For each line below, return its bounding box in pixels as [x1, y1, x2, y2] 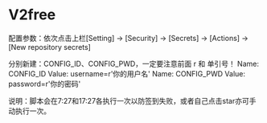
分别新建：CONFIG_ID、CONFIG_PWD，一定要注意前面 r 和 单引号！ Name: [8, 59, 260, 68]
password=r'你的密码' [8, 79, 81, 88]
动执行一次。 [8, 106, 51, 116]
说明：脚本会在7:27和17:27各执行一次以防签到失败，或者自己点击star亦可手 [8, 96, 257, 105]
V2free [8, 6, 56, 24]
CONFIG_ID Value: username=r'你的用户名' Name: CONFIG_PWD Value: [8, 68, 246, 78]
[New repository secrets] [8, 42, 91, 51]
